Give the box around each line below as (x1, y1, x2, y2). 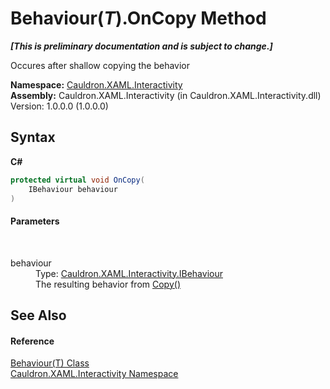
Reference (10, 335, 55, 347)
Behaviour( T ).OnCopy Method (10, 7, 267, 30)
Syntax (10, 129, 56, 146)
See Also (10, 307, 67, 324)
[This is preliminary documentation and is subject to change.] (10, 40, 273, 52)
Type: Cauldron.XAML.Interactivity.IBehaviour (35, 267, 223, 279)
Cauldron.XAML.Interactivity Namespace (10, 368, 179, 380)
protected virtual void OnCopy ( (10, 175, 145, 185)
